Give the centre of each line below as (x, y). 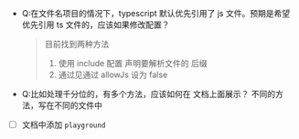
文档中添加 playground (64, 124)
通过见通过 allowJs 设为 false (113, 74)
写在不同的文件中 (70, 105)
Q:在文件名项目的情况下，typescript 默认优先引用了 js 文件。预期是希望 (155, 13)
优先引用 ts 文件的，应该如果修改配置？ (96, 25)
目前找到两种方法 (77, 44)
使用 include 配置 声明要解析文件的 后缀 (133, 63)
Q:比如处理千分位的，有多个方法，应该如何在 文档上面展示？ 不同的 (149, 94)
